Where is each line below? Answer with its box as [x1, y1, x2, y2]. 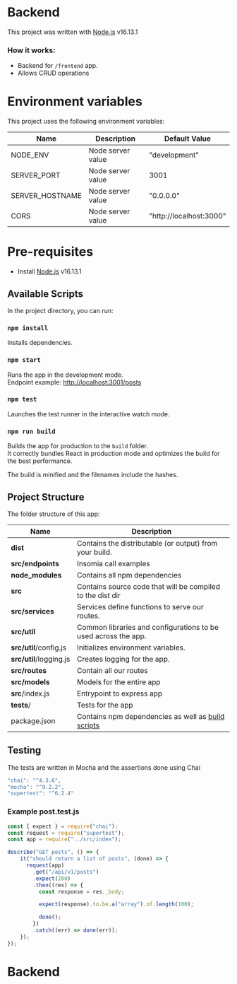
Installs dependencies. [7, 339, 73, 347]
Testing [7, 744, 42, 756]
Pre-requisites [7, 244, 94, 260]
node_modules [11, 570, 62, 580]
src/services [11, 606, 54, 616]
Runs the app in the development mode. [7, 370, 123, 379]
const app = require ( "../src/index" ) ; [7, 836, 121, 843]
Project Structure [7, 491, 85, 503]
